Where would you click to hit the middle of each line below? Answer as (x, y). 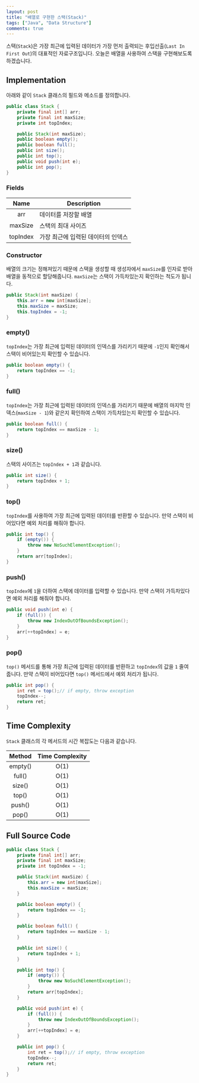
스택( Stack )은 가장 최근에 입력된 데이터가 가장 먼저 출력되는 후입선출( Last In (96, 46)
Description (84, 203)
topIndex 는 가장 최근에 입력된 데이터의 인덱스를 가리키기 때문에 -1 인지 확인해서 (98, 346)
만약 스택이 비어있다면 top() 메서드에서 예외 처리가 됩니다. (91, 674)
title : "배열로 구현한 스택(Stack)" (47, 17)
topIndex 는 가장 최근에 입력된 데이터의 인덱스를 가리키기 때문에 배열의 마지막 (95, 405)
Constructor (24, 255)
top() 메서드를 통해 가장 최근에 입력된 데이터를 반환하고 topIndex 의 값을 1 (92, 666)
